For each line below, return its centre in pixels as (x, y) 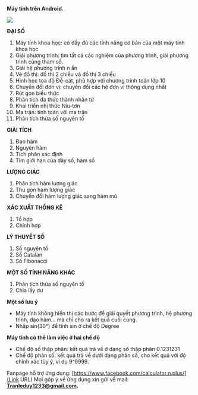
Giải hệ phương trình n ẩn (46, 68)
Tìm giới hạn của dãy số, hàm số (55, 160)
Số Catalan (29, 255)
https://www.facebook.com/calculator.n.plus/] (130, 373)
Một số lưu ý (22, 302)
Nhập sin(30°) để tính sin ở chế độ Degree (67, 326)
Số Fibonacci (32, 261)
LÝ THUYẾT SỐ (26, 237)
